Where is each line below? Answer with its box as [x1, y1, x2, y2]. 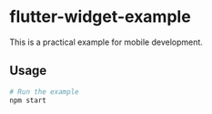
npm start [9, 96, 47, 105]
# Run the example [9, 87, 79, 97]
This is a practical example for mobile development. [9, 36, 203, 47]
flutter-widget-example [9, 6, 191, 27]
